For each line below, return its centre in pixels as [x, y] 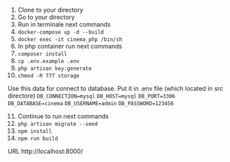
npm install [35, 131]
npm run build [38, 139]
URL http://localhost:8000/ [46, 151]
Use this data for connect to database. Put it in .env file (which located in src [115, 89]
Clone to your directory [50, 10]
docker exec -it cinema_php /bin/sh [70, 40]
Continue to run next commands [63, 116]
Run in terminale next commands [64, 24]
